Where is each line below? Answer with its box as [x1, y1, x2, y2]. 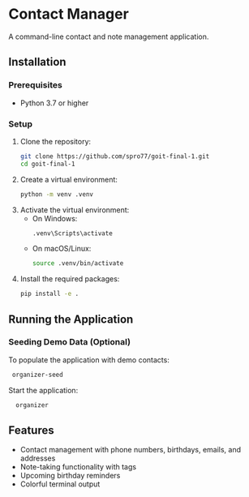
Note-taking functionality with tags [19, 462, 136, 472]
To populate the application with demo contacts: [8, 354, 170, 365]
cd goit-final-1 [19, 160, 75, 168]
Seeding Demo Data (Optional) [8, 336, 131, 348]
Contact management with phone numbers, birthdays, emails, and [19, 445, 242, 455]
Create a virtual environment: [19, 174, 118, 184]
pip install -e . [19, 289, 79, 298]
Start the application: [8, 385, 79, 395]
